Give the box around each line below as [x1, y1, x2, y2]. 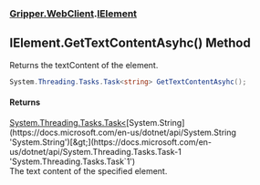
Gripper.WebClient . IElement [9, 7, 138, 20]
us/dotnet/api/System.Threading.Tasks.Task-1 [9, 146, 182, 157]
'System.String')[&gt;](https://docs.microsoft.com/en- [9, 136, 213, 148]
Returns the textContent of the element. [9, 59, 159, 70]
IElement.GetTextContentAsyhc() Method [9, 36, 251, 51]
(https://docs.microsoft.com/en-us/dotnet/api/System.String [9, 127, 237, 138]
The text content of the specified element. [9, 165, 168, 176]
